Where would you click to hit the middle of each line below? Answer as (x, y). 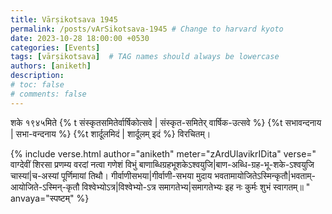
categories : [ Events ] (55, 47)
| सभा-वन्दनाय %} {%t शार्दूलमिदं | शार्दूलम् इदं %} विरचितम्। (111, 133)
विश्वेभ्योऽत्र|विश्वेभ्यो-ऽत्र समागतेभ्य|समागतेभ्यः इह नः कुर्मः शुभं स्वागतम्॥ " (196, 187)
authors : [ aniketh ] (51, 66)
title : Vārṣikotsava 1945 (64, 19)
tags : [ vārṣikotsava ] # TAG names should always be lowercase (145, 57)
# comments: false (48, 94)
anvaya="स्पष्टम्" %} (50, 198)
